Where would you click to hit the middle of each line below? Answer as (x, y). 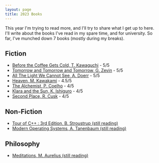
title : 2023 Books (24, 14)
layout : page (18, 9)
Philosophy (23, 144)
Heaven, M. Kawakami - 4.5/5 (42, 81)
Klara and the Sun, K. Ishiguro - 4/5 (47, 91)
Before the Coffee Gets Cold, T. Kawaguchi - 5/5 (61, 65)
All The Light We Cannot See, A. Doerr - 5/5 (56, 75)
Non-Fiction (24, 112)
